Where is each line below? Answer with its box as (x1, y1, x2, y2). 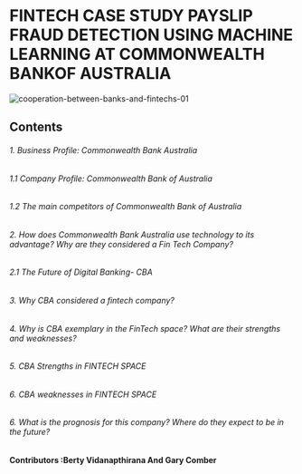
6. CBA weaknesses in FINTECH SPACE (9, 389, 157, 400)
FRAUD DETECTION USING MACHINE (9, 24, 294, 45)
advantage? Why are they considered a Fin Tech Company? (9, 238, 233, 249)
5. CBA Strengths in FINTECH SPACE (9, 361, 146, 372)
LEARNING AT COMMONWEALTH (9, 44, 265, 64)
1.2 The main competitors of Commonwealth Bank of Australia (9, 201, 242, 212)
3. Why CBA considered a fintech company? (9, 295, 175, 305)
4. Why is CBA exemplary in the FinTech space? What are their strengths (9, 323, 281, 334)
